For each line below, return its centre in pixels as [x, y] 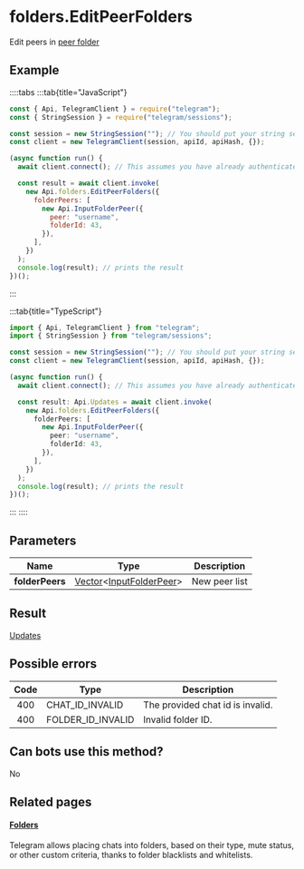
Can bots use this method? [87, 752]
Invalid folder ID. [178, 719]
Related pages [51, 801]
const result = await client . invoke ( [89, 183]
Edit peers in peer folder [54, 42]
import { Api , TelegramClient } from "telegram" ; [105, 327]
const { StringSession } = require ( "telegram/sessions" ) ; [121, 117]
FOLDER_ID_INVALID [90, 719]
